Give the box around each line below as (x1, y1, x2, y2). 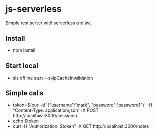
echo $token (12, 118, 39, 124)
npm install (12, 47, 36, 53)
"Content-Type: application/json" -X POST (12, 107, 99, 113)
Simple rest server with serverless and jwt (5, 20, 91, 26)
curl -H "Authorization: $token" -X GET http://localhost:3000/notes (12, 123, 149, 129)
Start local (5, 62, 39, 70)
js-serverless (5, 3, 62, 15)
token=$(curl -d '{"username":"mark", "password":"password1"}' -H (12, 102, 152, 108)
